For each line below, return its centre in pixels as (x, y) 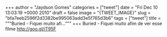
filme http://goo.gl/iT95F (31, 29)
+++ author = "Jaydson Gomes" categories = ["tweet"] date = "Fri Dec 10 (81, 7)
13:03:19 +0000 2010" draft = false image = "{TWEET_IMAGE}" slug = (78, 13)
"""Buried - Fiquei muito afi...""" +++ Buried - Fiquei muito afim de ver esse (84, 23)
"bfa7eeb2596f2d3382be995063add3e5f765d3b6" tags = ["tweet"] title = (83, 18)
